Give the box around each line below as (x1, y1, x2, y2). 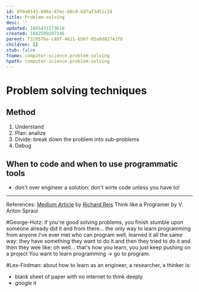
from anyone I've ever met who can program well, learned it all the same (6, 232, 182, 239)
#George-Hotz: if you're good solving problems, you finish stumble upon (6, 219, 184, 226)
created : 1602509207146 (6, 31, 65, 37)
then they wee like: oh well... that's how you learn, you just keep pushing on (6, 244, 191, 251)
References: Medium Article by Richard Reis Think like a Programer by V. (6, 201, 184, 208)
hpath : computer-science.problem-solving (6, 58, 110, 64)
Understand (14, 123, 44, 130)
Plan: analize (14, 129, 46, 136)
